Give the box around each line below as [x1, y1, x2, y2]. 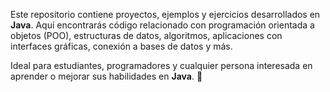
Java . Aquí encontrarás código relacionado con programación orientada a [10, 19, 315, 31]
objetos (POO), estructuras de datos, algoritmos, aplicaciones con [10, 30, 283, 41]
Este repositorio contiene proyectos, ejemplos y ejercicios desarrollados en [10, 9, 321, 20]
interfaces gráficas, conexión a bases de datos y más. [10, 40, 233, 52]
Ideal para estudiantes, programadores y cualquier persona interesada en [10, 60, 313, 71]
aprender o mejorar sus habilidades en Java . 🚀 [10, 70, 203, 82]
